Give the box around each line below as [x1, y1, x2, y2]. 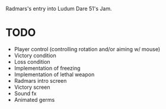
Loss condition [14, 58, 51, 65]
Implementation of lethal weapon [14, 71, 95, 78]
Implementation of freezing [14, 64, 81, 71]
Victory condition [14, 52, 57, 59]
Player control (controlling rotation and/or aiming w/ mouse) [14, 45, 161, 52]
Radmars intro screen [14, 77, 67, 84]
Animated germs [14, 96, 55, 103]
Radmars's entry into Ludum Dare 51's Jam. [5, 5, 112, 12]
